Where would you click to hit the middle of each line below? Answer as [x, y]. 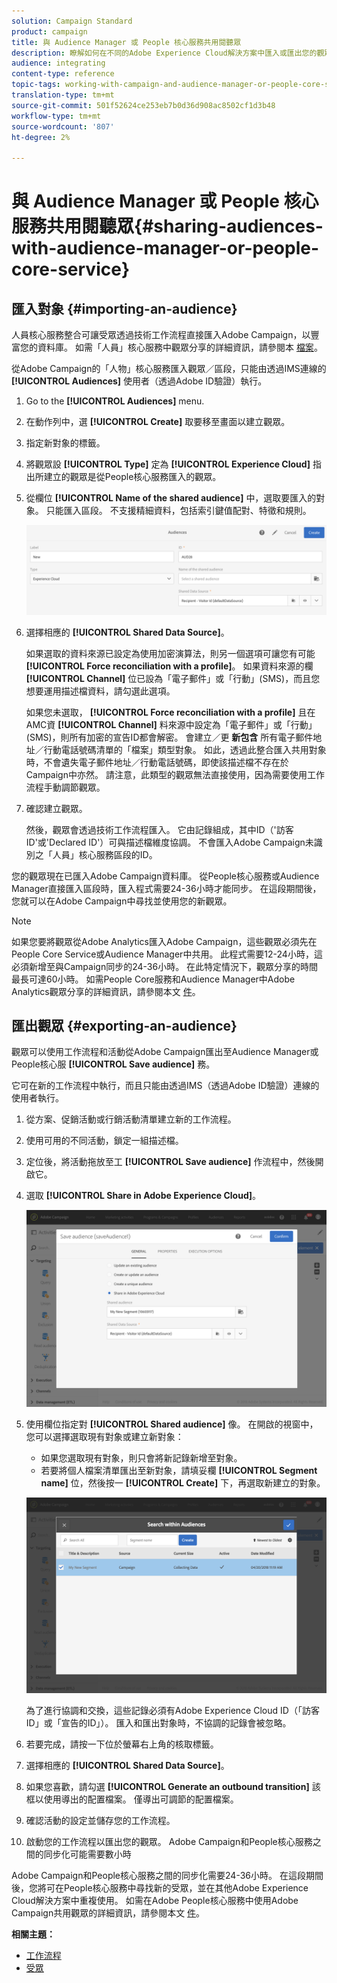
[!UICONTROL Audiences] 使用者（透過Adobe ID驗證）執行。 [139, 381]
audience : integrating [58, 63]
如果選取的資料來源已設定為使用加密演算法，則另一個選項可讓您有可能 [170, 653]
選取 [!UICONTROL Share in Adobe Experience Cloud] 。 [143, 1196]
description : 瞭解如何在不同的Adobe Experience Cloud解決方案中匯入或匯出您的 [164, 53]
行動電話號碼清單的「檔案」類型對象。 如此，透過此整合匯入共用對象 [185, 749]
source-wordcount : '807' [63, 126]
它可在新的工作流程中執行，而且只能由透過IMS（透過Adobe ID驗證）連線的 [165, 1086]
